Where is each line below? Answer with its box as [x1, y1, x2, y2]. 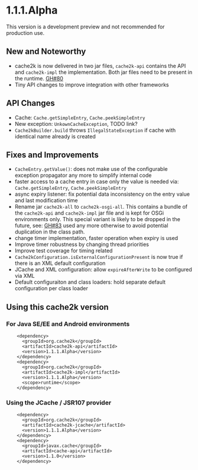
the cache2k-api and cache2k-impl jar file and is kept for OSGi [14, 209, 164, 216]
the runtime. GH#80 [14, 74, 64, 82]
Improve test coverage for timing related [14, 247, 113, 254]
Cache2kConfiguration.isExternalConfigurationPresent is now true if [14, 254, 183, 261]
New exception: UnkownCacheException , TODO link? [14, 120, 138, 127]
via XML [14, 273, 35, 280]
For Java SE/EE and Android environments [6, 320, 130, 328]
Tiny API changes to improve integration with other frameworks [14, 81, 170, 88]
